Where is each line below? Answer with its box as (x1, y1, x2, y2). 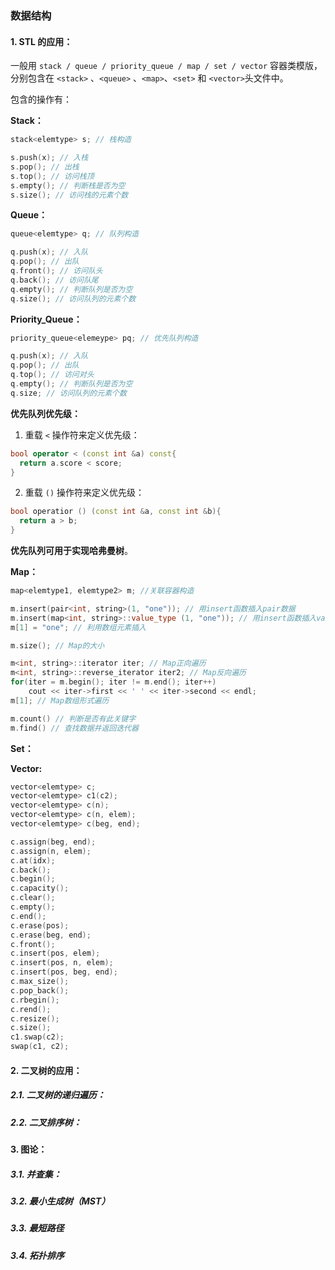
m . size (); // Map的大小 (10, 640, 105, 651)
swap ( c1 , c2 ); (10, 1042, 70, 1052)
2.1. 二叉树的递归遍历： (10, 1089, 106, 1101)
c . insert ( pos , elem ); (10, 948, 101, 959)
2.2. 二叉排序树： (10, 1116, 82, 1128)
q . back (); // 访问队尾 (10, 275, 99, 285)
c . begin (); (10, 874, 56, 884)
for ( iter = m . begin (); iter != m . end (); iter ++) (10, 677, 217, 687)
